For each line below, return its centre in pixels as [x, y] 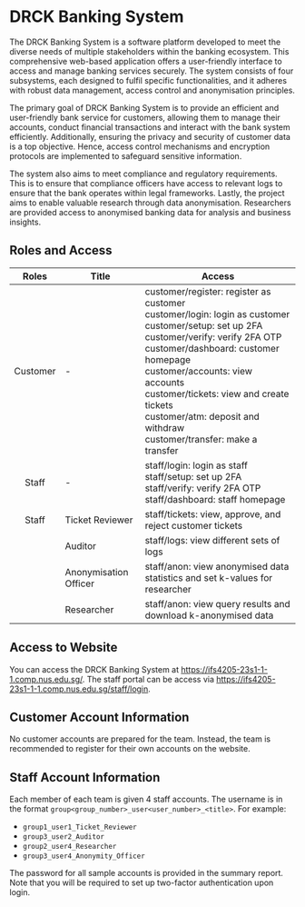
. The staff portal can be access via [148, 679]
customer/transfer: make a [201, 439]
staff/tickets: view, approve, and [213, 513]
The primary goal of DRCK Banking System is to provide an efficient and [144, 107]
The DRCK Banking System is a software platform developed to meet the [145, 42]
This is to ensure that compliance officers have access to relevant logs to [146, 183]
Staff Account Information [85, 777]
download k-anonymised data [209, 615]
